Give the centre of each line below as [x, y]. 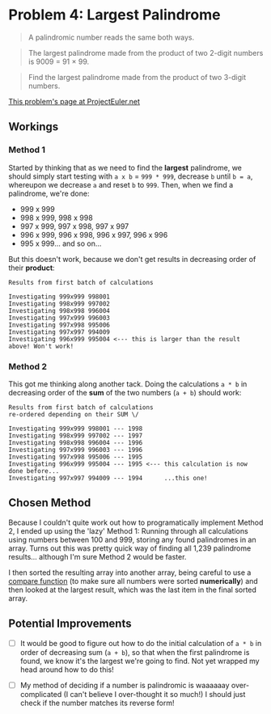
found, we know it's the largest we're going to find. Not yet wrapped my [140, 661]
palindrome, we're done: [49, 193]
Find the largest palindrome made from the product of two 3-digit [137, 77]
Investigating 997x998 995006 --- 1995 [76, 457]
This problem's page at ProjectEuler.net [74, 101]
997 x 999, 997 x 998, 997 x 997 [74, 226]
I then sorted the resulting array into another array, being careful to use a [130, 572]
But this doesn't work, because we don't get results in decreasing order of [132, 259]
